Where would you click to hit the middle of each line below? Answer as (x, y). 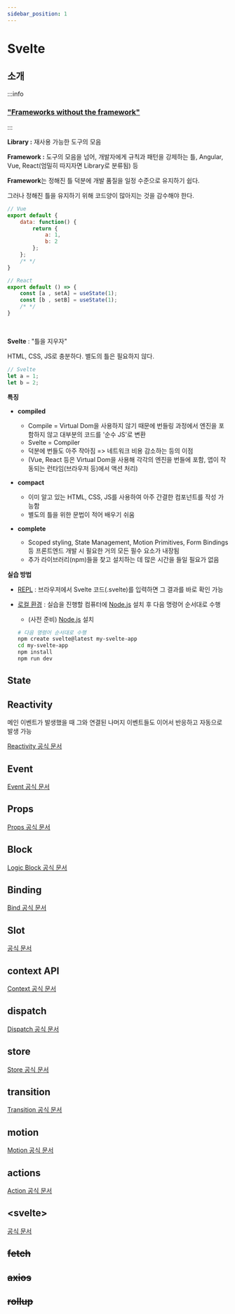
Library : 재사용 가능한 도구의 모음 (54, 142)
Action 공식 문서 (30, 1191)
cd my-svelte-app (43, 646)
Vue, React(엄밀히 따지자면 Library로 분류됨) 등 (73, 165)
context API (33, 971)
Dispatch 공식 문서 (33, 1029)
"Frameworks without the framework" (74, 112)
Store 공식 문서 (28, 1069)
